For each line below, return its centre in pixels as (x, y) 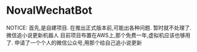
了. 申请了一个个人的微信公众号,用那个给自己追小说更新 (74, 42)
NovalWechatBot (49, 10)
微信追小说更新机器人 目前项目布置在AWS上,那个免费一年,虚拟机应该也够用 (98, 35)
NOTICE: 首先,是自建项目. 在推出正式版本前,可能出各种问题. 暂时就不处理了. (99, 27)
